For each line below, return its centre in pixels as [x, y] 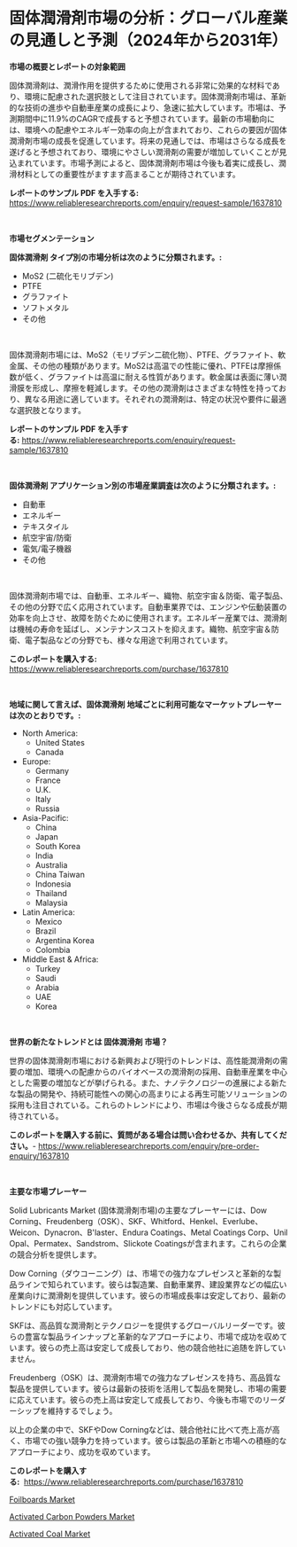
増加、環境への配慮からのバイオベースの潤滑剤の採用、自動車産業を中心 [156, 1071]
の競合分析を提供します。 [55, 1254]
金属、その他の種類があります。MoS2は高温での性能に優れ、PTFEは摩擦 [141, 365]
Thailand [51, 893]
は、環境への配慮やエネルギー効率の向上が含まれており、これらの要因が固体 [148, 129]
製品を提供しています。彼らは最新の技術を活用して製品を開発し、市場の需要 [148, 1388]
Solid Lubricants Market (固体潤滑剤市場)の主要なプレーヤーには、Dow [138, 1210]
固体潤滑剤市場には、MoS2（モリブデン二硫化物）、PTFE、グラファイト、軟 [147, 355]
